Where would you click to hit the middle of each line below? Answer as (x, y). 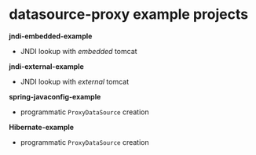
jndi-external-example (47, 66)
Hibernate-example (41, 127)
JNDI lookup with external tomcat (74, 81)
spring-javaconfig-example (55, 96)
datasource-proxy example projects (129, 14)
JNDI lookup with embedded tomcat (79, 51)
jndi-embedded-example (51, 36)
